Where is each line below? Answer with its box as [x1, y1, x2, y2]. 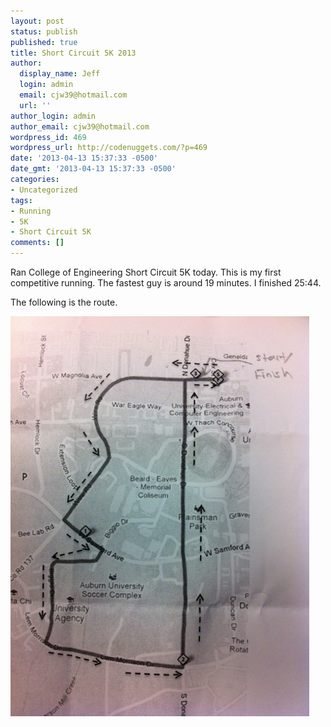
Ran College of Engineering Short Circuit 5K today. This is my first [10, 266, 282, 278]
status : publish [10, 26, 78, 37]
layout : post [10, 16, 65, 26]
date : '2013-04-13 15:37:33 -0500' [10, 153, 159, 164]
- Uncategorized [10, 185, 78, 195]
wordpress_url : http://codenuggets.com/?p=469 [10, 143, 208, 153]
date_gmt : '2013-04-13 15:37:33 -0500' [10, 164, 177, 174]
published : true [10, 37, 78, 47]
